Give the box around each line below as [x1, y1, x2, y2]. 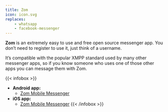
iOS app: [12, 96, 31, 102]
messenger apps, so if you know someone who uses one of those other [5, 60, 154, 66]
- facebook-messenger [14, 26, 60, 31]
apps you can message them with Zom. [5, 66, 87, 72]
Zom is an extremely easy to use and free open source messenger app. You [5, 40, 163, 46]
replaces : [5, 17, 26, 22]
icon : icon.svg [5, 12, 37, 17]
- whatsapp [14, 21, 37, 27]
